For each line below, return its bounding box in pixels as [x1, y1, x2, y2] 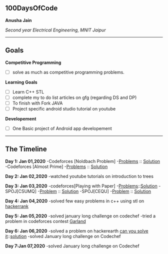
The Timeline [5, 145, 47, 153]
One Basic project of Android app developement [12, 125, 112, 131]
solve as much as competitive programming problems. [12, 69, 125, 75]
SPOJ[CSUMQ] [5, 188, 36, 194]
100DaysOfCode [5, 4, 58, 12]
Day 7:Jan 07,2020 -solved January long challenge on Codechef [5, 242, 139, 249]
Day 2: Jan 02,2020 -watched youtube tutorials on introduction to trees [5, 173, 154, 179]
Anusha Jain [5, 17, 32, 23]
